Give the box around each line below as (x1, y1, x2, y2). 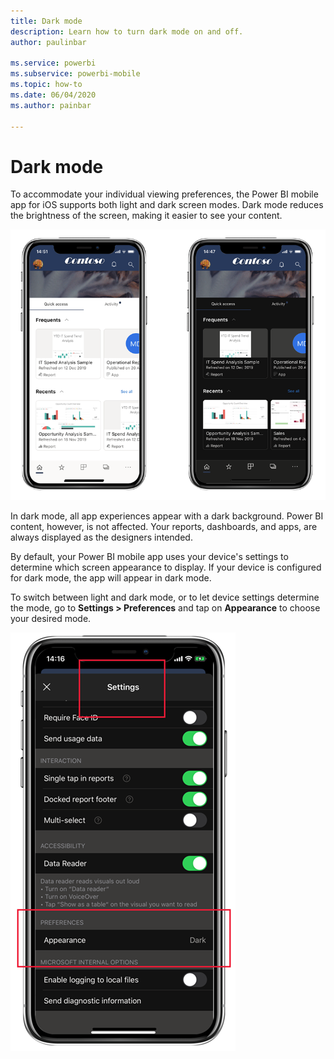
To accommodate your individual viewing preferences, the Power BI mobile (10, 188, 319, 200)
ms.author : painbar (10, 100, 92, 110)
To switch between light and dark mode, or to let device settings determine (10, 591, 320, 604)
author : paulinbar (10, 37, 87, 47)
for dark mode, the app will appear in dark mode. (10, 572, 212, 584)
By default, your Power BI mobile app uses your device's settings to (10, 551, 289, 563)
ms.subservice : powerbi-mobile (10, 69, 141, 79)
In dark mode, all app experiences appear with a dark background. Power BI (10, 510, 324, 522)
